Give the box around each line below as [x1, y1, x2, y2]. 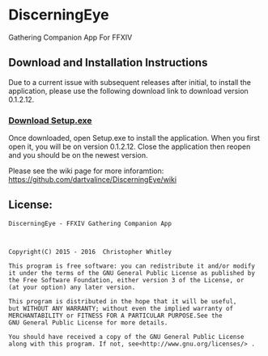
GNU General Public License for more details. [8, 318, 168, 327]
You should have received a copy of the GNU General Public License [8, 333, 245, 341]
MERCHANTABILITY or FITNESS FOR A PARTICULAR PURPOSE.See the [8, 311, 223, 320]
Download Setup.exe [8, 115, 92, 126]
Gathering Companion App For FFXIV [8, 32, 133, 42]
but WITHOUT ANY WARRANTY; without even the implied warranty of [8, 304, 233, 312]
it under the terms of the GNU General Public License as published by [8, 269, 255, 277]
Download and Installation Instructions [8, 56, 208, 70]
